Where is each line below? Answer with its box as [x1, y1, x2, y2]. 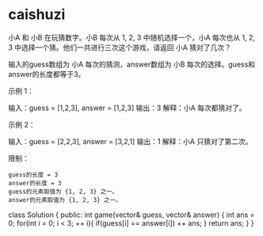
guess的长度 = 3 [8, 170, 59, 179]
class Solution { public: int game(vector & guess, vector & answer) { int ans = [8, 210, 255, 219]
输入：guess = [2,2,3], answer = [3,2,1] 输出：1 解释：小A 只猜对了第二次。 [8, 136, 253, 146]
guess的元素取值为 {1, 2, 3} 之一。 [8, 188, 119, 196]
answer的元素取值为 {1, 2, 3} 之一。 [8, 196, 122, 204]
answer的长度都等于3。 [8, 69, 86, 78]
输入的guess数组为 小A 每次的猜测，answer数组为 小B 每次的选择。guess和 [8, 59, 256, 69]
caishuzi [8, 6, 66, 24]
